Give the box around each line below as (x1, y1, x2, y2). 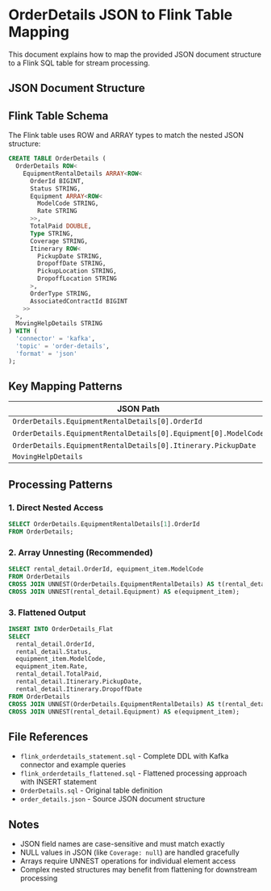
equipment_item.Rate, (15, 663, 89, 671)
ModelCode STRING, (37, 199, 99, 207)
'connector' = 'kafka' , (15, 335, 95, 343)
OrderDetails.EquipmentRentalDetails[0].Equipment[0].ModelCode (12, 429, 265, 438)
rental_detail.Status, (15, 647, 92, 655)
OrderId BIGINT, (29, 177, 85, 185)
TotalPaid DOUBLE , (29, 222, 92, 231)
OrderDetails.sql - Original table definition (19, 785, 163, 796)
